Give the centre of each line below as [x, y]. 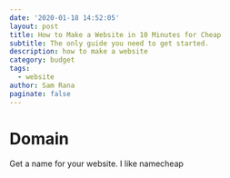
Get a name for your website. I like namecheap [97, 163]
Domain [40, 138]
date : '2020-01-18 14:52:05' [65, 18]
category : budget [42, 60]
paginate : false [40, 94]
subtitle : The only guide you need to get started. [109, 43]
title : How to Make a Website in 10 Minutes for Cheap [115, 35]
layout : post [34, 26]
